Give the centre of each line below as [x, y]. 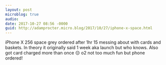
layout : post [19, 10]
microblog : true [22, 14]
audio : [12, 19]
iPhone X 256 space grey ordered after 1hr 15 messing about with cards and [83, 42]
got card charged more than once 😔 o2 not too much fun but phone [75, 53]
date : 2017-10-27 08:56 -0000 [37, 24]
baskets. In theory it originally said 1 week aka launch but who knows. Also [82, 48]
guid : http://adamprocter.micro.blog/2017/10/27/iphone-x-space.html [79, 28]
